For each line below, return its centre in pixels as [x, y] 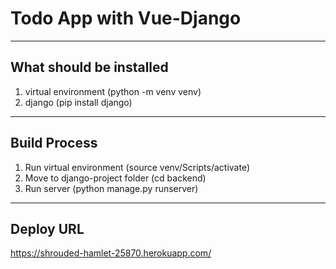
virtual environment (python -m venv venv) [113, 91]
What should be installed [89, 67]
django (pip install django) [78, 102]
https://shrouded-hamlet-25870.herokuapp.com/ [111, 253]
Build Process [54, 143]
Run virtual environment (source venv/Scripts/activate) [137, 167]
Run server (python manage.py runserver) [111, 188]
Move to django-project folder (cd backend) [115, 178]
